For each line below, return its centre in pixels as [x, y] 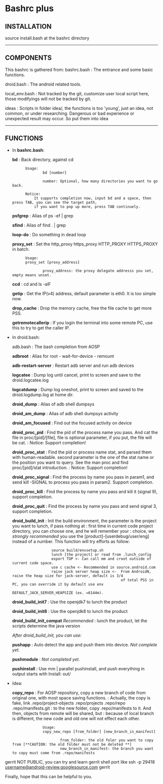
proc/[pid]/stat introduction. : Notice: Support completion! [70, 468]
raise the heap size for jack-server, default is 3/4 [67, 576]
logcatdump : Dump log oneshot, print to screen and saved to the [78, 389]
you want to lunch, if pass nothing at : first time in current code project [82, 526]
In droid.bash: [26, 337]
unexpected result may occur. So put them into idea [57, 118]
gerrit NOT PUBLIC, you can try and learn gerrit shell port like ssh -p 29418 [80, 762]
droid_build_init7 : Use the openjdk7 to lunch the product [70, 602]
